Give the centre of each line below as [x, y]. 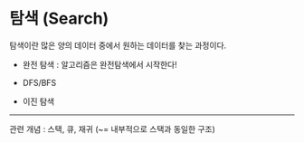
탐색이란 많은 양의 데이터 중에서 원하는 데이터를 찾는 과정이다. [118, 45]
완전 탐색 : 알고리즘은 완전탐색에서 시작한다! [100, 64]
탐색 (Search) [59, 19]
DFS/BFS [39, 82]
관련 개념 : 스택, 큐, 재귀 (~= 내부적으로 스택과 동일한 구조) [112, 129]
